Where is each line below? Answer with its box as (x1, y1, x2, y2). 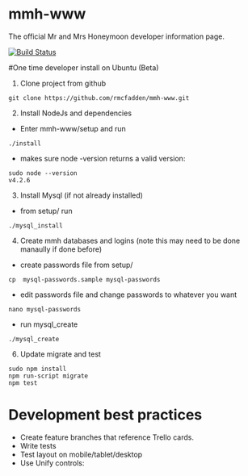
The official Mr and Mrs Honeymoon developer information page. (8, 31, 225, 41)
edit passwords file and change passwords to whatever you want (19, 290, 237, 299)
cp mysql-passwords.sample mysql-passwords (8, 275, 161, 283)
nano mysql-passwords (8, 305, 82, 313)
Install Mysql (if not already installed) (19, 190, 144, 200)
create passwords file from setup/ (19, 260, 133, 269)
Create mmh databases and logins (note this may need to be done (19, 236, 241, 245)
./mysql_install (8, 221, 63, 230)
